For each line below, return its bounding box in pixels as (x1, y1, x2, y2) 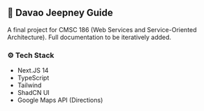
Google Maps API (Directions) (17, 96, 103, 105)
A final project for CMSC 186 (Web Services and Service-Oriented (7, 25, 197, 34)
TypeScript (17, 74, 50, 82)
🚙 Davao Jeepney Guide (7, 7, 113, 19)
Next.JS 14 (17, 66, 49, 75)
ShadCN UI (17, 89, 50, 97)
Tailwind (17, 81, 42, 89)
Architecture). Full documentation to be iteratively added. (7, 33, 172, 41)
